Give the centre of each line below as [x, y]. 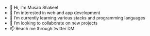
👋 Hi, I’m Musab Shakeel [34, 8]
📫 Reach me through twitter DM [42, 28]
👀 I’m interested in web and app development [55, 13]
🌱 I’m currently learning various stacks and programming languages [77, 18]
